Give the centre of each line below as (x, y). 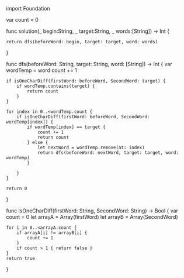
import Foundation (28, 8)
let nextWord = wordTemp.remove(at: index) (91, 147)
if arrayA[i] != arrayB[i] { (52, 233)
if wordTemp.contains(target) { (56, 86)
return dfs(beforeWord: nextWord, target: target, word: (108, 153)
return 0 (17, 188)
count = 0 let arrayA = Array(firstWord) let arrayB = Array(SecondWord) (92, 217)
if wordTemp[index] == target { (67, 127)
